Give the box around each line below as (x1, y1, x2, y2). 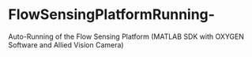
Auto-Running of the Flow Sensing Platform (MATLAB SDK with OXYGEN (8, 32, 245, 41)
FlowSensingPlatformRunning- (8, 6, 216, 24)
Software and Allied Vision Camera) (8, 40, 124, 49)
